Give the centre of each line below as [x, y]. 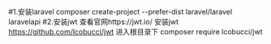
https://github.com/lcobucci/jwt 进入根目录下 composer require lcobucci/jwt [135, 32]
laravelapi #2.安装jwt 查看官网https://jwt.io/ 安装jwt [94, 22]
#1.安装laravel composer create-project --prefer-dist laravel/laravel [120, 12]
